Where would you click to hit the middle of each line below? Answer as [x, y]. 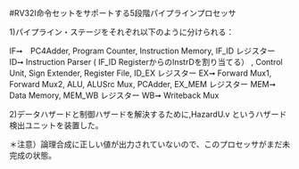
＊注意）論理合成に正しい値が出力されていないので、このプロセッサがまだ [146, 144]
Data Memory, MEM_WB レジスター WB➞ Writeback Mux [114, 95]
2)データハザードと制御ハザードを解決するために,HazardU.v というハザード [148, 114]
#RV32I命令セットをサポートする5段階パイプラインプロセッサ [123, 13]
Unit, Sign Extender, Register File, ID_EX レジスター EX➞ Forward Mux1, [141, 73]
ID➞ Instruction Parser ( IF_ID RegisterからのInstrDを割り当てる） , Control [146, 62]
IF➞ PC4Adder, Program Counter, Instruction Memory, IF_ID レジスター [142, 51]
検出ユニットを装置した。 [56, 125]
